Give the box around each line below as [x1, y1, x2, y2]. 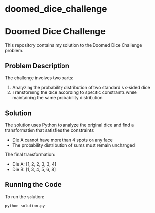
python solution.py [5, 203, 45, 208]
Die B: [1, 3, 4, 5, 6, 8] [12, 166, 56, 172]
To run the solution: [5, 193, 45, 200]
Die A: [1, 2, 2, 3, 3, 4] [12, 161, 57, 167]
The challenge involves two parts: [5, 75, 74, 81]
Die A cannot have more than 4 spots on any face [12, 137, 113, 143]
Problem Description [5, 61, 70, 70]
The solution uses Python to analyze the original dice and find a [5, 122, 134, 128]
